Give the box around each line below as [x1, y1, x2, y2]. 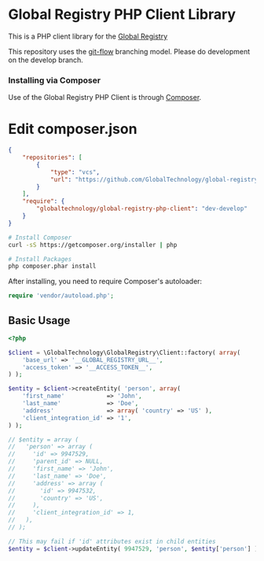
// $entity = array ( [8, 435, 79, 444]
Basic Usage [8, 313, 71, 327]
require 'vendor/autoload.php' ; [8, 292, 114, 300]
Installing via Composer [8, 75, 101, 86]
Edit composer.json [8, 120, 137, 138]
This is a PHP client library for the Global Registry [8, 31, 168, 41]
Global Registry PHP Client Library [8, 6, 236, 24]
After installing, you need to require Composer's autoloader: [8, 277, 203, 286]
